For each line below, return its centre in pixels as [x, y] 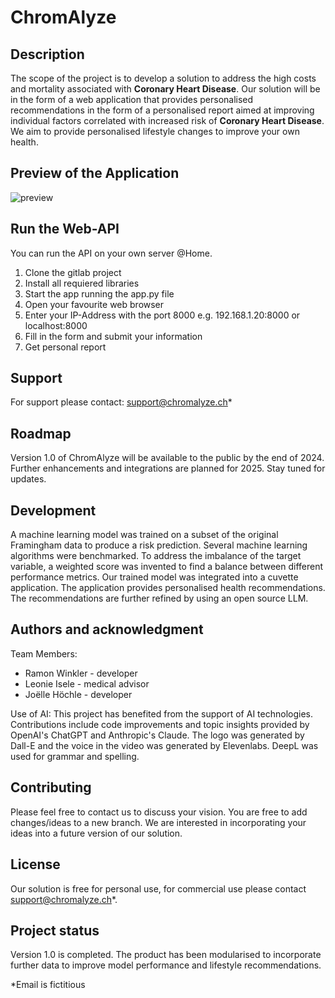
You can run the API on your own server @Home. [111, 253]
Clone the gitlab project [73, 272]
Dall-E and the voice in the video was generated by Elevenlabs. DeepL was [164, 745]
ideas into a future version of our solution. [96, 833]
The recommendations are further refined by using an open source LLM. [159, 598]
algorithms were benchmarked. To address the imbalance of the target [156, 556]
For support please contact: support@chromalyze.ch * [121, 402]
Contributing [51, 787]
